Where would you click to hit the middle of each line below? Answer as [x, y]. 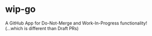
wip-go [20, 9]
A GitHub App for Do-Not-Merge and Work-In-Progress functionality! [76, 23]
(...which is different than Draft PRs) [42, 28]
